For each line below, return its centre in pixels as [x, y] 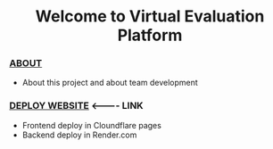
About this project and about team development [110, 83]
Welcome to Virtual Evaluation [150, 17]
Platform [150, 35]
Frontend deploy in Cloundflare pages [92, 125]
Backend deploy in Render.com [79, 135]
